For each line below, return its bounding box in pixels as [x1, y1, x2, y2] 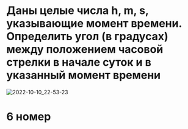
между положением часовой [6, 43, 164, 57]
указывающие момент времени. [6, 16, 182, 30]
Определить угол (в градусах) [6, 30, 168, 43]
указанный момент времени [6, 68, 161, 82]
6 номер [6, 110, 51, 124]
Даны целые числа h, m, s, [6, 4, 149, 18]
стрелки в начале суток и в [6, 55, 151, 69]
